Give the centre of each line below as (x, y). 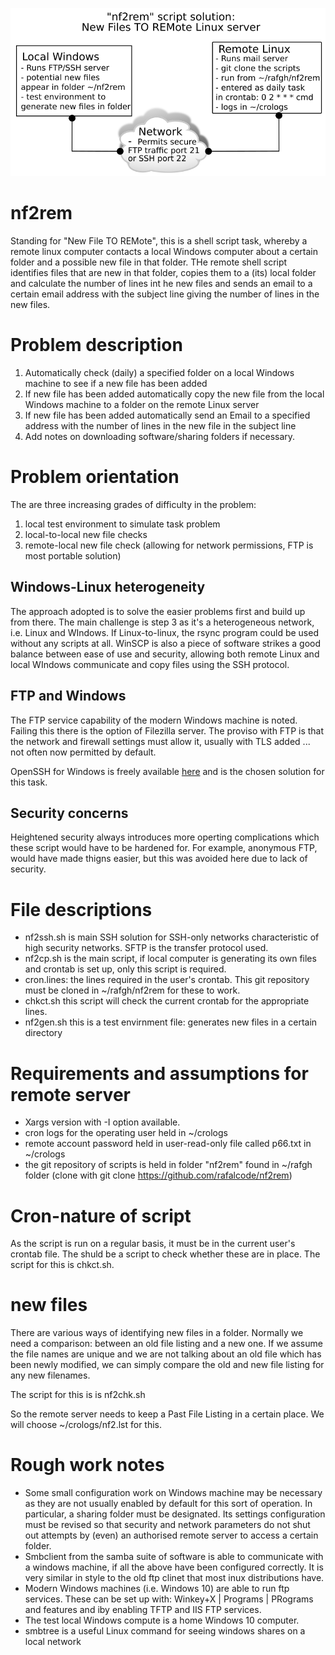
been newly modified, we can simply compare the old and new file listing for (167, 1365)
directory (43, 1033)
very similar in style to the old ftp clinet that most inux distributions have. (174, 1578)
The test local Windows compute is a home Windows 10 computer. (162, 1620)
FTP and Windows (68, 696)
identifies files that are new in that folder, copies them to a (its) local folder (163, 273)
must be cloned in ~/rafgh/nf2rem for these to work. (132, 990)
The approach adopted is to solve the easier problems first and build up (158, 611)
